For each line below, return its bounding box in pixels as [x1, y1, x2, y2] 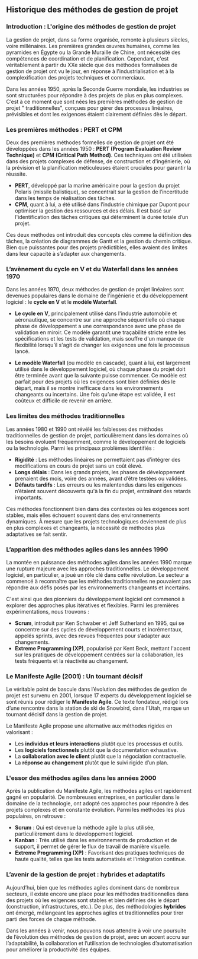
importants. [14, 494, 43, 501]
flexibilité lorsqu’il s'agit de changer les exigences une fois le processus [14, 341, 190, 349]
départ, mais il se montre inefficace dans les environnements [14, 385, 164, 392]
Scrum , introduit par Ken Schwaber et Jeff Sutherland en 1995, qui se [14, 620, 184, 627]
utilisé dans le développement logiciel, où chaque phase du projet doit [14, 366, 186, 373]
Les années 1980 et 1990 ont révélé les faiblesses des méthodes [6, 425, 164, 433]
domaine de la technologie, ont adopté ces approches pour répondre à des [6, 800, 189, 807]
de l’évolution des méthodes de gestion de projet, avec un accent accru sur [6, 933, 190, 940]
